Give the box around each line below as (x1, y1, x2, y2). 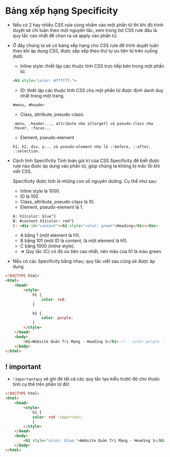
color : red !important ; (32, 414, 82, 420)
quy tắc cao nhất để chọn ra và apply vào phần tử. (12, 32, 118, 38)
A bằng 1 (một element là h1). (20, 232, 81, 238)
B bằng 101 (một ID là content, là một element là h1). (20, 238, 128, 244)
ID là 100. (20, 193, 39, 199)
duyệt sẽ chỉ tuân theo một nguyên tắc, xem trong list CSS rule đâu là (12, 27, 157, 33)
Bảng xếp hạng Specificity (5, 5, 118, 17)
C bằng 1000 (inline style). (20, 243, 75, 249)
